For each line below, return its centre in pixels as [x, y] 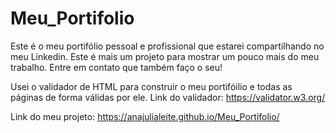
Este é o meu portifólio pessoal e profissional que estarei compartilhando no [167, 46]
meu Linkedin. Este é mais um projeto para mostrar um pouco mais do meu [165, 56]
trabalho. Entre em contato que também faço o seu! [116, 67]
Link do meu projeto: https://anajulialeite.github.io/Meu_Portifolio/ [145, 116]
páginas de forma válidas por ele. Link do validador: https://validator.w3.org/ [168, 97]
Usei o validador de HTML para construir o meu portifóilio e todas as [151, 86]
